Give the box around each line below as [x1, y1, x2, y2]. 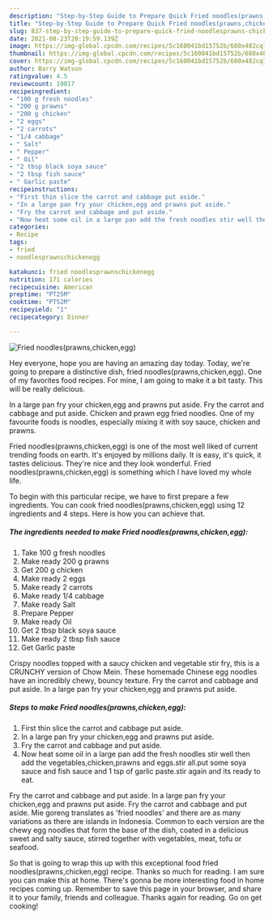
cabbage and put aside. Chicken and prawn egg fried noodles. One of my [9, 408, 254, 418]
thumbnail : [9, 49, 46, 58]
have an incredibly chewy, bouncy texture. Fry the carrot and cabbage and [9, 675, 258, 685]
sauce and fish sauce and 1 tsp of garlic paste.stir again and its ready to [20, 766, 262, 775]
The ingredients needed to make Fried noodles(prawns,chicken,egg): [9, 527, 249, 537]
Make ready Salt [20, 599, 76, 609]
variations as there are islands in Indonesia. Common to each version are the [9, 816, 265, 826]
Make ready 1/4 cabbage [20, 590, 105, 600]
